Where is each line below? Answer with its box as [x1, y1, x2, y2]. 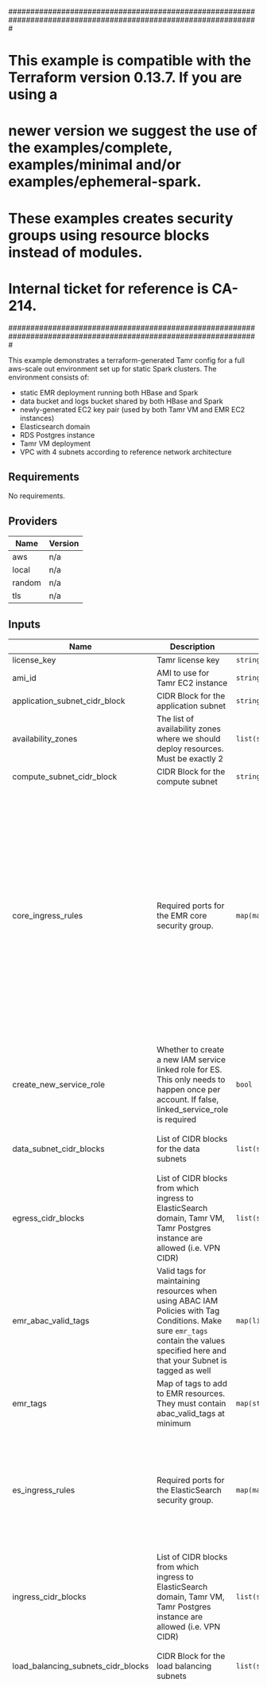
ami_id [12, 672, 37, 683]
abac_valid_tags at [156, 1407, 225, 1418]
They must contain [156, 1398, 226, 1409]
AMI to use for [156, 667, 210, 678]
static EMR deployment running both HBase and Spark [19, 387, 199, 397]
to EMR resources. [156, 1387, 225, 1398]
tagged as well [156, 1365, 211, 1376]
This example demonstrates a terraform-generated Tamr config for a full [8, 355, 245, 365]
